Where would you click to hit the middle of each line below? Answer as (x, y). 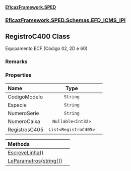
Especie (17, 105)
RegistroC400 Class (38, 36)
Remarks (16, 62)
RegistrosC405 (26, 130)
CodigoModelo (25, 97)
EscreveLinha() (26, 152)
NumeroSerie (23, 113)
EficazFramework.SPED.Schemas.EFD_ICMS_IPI (65, 20)
